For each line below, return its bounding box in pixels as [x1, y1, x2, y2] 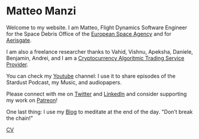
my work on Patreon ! [6, 97, 58, 104]
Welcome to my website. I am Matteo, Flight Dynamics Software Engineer [6, 24, 188, 31]
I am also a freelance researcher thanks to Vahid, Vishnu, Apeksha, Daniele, [6, 48, 194, 55]
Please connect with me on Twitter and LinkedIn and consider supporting [6, 90, 187, 97]
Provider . [6, 61, 29, 68]
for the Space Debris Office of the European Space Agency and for [6, 30, 172, 37]
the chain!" [6, 115, 34, 122]
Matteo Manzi [6, 4, 77, 18]
